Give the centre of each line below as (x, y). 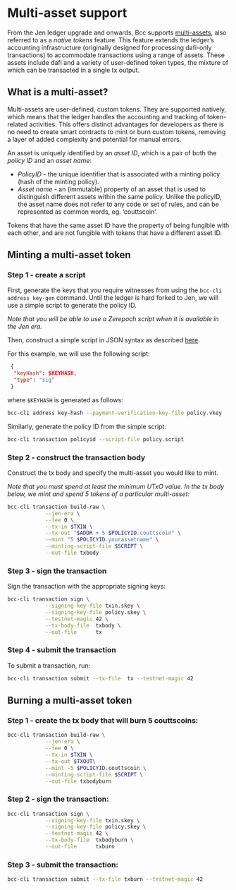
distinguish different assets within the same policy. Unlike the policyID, (119, 196)
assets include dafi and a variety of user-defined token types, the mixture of (118, 62)
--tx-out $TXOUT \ (70, 761)
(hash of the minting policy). (58, 181)
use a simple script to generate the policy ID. (72, 306)
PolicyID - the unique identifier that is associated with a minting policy (119, 174)
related (18, 124)
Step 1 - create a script (46, 275)
